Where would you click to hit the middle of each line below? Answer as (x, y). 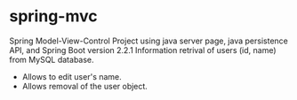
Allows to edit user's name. (72, 76)
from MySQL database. (52, 59)
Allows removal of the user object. (85, 86)
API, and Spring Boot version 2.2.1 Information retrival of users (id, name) (143, 50)
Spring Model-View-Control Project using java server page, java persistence (149, 41)
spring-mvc (53, 16)
